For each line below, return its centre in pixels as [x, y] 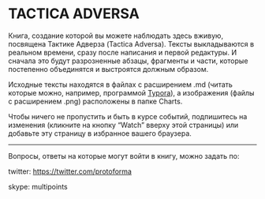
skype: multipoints [38, 186]
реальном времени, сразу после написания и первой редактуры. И [123, 52]
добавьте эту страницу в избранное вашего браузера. [100, 133]
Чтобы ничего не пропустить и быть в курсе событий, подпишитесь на [128, 116]
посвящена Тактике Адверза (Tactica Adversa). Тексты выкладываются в [131, 43]
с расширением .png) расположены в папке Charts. [95, 101]
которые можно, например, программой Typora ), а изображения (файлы [131, 92]
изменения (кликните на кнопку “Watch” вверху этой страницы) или [123, 125]
